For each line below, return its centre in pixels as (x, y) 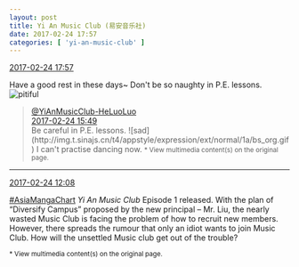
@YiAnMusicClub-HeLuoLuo (84, 111)
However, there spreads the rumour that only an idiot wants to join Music (142, 229)
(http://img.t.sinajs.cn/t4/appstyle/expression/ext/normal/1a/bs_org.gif (160, 140)
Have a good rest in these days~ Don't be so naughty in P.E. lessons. (136, 85)
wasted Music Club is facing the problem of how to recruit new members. (144, 219)
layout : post (33, 17)
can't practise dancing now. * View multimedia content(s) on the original (159, 150)
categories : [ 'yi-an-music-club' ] (77, 42)
